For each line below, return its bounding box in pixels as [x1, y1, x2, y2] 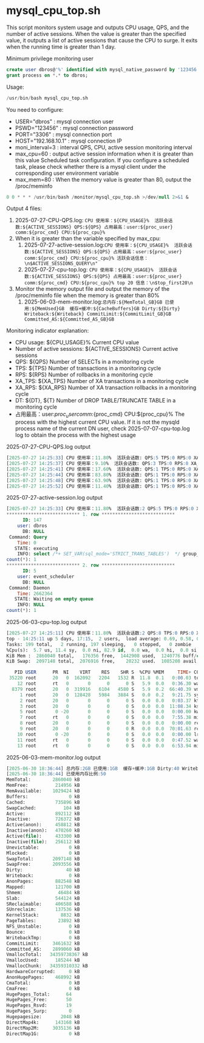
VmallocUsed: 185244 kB [6, 957, 80, 963]
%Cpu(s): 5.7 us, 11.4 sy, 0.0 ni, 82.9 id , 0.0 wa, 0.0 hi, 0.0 [6, 647, 189, 653]
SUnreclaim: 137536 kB [6, 906, 80, 912]
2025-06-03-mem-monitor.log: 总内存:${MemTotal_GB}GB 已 [24, 298, 170, 305]
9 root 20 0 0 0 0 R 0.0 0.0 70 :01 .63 [19, 726, 191, 732]
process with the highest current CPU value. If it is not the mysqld [15, 418, 180, 426]
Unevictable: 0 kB [6, 844, 80, 851]
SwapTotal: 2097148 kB [6, 855, 80, 862]
